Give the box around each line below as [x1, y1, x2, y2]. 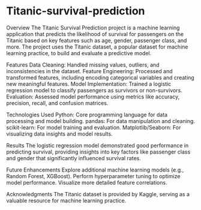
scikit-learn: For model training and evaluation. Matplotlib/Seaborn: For [6, 124, 181, 131]
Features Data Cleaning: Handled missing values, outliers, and [6, 61, 160, 68]
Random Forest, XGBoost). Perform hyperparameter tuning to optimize [6, 172, 181, 179]
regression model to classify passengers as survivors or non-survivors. [6, 86, 183, 94]
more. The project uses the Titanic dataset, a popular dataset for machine [6, 43, 188, 50]
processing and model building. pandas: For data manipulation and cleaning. [6, 117, 195, 124]
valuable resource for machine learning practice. [6, 197, 127, 204]
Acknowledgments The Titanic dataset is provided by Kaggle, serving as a [6, 190, 190, 197]
